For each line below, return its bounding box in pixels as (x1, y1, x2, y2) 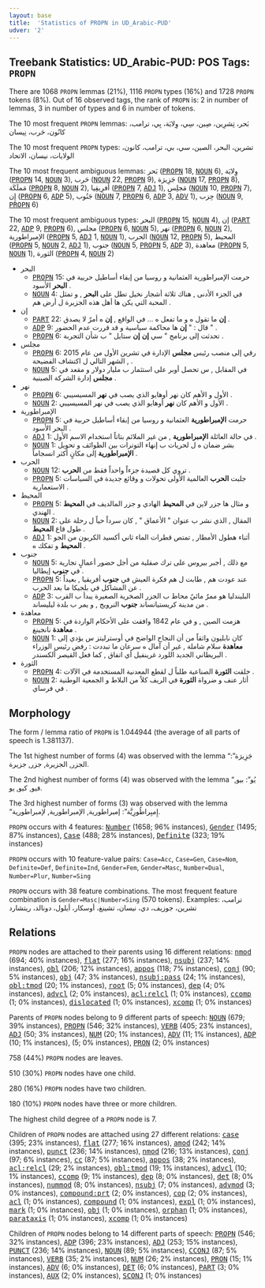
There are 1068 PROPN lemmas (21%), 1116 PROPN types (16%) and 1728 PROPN (9, 87, 255, 96)
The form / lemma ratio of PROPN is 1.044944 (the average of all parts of (9, 727, 241, 737)
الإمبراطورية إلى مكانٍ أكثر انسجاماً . (32, 449, 138, 458)
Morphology (9, 706, 71, 719)
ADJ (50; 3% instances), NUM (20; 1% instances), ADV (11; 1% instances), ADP (9, 1029, 257, 1038)
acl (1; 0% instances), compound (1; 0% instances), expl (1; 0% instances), (9, 1196, 256, 1206)
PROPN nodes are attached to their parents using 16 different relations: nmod (9, 947, 252, 956)
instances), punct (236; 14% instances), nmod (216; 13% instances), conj (9, 1146, 249, 1155)
